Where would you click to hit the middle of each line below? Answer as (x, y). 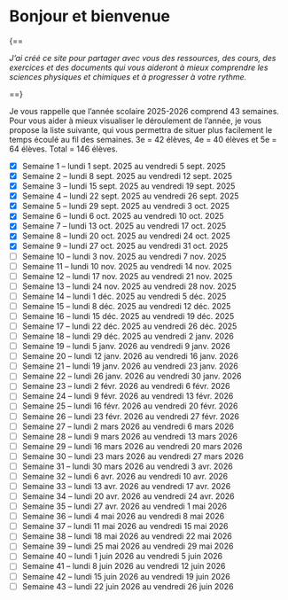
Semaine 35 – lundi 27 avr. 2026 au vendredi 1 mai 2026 (125, 506)
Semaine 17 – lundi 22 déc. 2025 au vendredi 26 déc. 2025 (129, 326)
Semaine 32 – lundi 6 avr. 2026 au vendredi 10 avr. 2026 (125, 476)
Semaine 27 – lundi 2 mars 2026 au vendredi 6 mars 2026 (128, 426)
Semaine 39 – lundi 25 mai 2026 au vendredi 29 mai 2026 (128, 546)
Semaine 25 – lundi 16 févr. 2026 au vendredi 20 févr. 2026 (130, 406)
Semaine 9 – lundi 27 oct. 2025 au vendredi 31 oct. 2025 (125, 246)
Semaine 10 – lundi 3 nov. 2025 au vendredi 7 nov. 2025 (124, 256)
